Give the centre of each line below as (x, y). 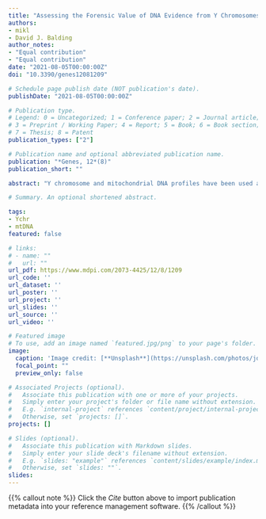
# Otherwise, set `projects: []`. (68, 417)
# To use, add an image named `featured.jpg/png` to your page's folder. (133, 344)
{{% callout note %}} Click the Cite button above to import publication (122, 498)
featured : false (35, 234)
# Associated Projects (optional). (67, 387)
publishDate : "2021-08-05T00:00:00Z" (70, 96)
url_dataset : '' (35, 285)
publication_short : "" (46, 169)
